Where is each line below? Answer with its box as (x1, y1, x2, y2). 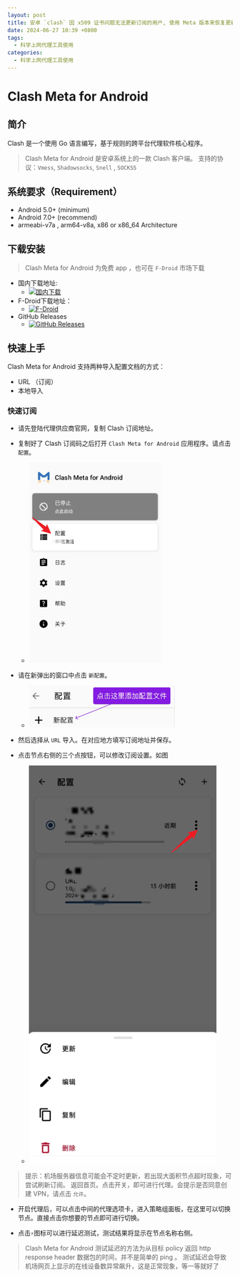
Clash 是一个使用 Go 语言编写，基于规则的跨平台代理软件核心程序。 (7, 139, 207, 147)
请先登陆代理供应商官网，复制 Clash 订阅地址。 (17, 424, 157, 432)
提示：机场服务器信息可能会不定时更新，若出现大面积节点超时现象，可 (24, 1171, 232, 1180)
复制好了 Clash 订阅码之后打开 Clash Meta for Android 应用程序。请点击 (17, 439, 231, 447)
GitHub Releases (17, 312, 67, 321)
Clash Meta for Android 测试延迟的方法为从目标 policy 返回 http (24, 1243, 211, 1252)
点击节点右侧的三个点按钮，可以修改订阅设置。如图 (17, 750, 169, 759)
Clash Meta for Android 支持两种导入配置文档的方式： (7, 362, 166, 371)
